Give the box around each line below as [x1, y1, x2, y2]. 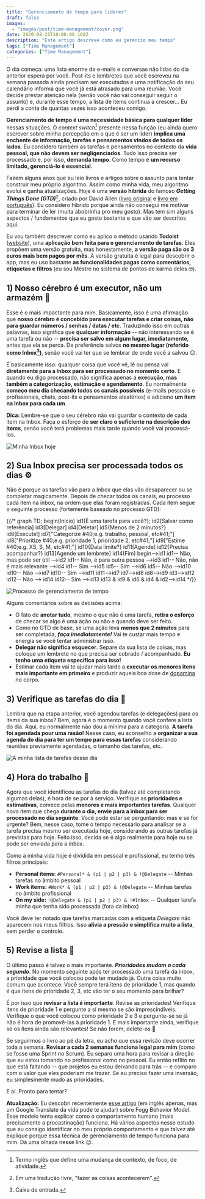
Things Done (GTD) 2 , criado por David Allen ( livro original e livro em [6, 194, 178, 202]
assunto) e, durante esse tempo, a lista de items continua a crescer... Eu [6, 98, 188, 105]
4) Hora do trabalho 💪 [6, 772, 90, 782]
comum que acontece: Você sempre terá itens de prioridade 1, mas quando [6, 980, 195, 988]
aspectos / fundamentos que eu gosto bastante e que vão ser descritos [6, 214, 186, 222]
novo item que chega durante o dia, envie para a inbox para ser [6, 807, 168, 815]
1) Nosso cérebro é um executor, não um [6, 283, 162, 294]
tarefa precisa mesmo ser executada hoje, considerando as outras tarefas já [6, 827, 198, 834]
